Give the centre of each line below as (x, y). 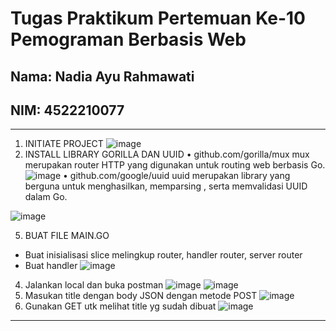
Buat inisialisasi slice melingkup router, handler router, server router (163, 255)
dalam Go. (46, 197)
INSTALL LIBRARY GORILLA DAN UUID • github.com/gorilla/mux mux (167, 154)
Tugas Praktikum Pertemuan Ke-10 (158, 18)
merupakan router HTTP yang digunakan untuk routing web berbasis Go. (175, 165)
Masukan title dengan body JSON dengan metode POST (141, 296)
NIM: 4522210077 (67, 110)
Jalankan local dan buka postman (94, 285)
